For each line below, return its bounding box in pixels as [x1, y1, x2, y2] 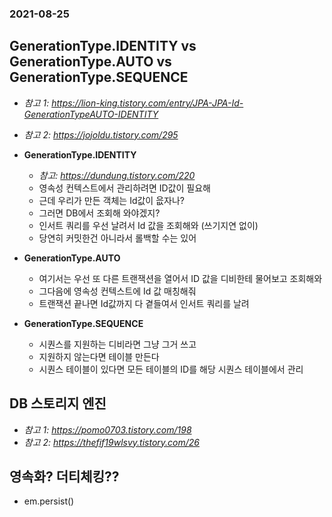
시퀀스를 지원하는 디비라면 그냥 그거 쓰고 [38, 338, 197, 350]
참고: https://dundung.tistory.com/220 [38, 169, 196, 181]
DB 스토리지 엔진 [9, 395, 107, 412]
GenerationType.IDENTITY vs [9, 38, 197, 55]
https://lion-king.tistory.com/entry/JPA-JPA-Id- [51, 97, 244, 109]
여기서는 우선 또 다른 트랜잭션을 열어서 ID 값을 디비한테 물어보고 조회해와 [38, 272, 323, 284]
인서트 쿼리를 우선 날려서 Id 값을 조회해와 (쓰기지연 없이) [38, 219, 259, 231]
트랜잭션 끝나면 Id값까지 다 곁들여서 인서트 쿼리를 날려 [38, 297, 250, 309]
